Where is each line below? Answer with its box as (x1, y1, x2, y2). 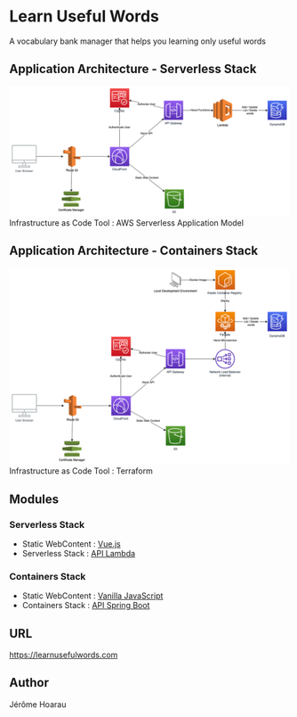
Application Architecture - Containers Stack (9, 243, 259, 259)
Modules (9, 491, 60, 507)
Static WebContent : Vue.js (21, 538, 122, 549)
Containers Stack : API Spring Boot (21, 600, 150, 611)
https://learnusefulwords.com (9, 649, 118, 661)
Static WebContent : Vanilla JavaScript (21, 590, 164, 601)
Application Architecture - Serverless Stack (9, 62, 257, 77)
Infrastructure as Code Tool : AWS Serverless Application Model (9, 218, 245, 228)
